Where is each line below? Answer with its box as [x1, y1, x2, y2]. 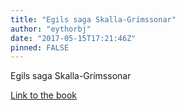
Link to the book [10, 89, 77, 101]
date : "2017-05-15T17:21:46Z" [10, 33, 137, 43]
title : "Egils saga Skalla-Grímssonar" [10, 14, 177, 25]
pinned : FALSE [10, 42, 70, 53]
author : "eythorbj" [10, 24, 92, 34]
